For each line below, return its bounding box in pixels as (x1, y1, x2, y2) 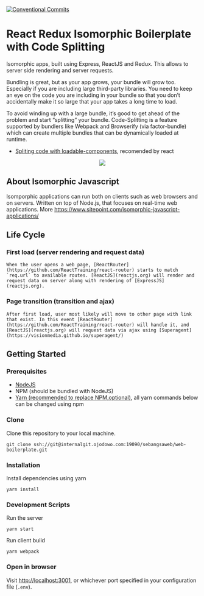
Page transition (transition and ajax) (6, 297, 114, 306)
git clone (6, 441, 32, 447)
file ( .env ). (6, 583, 32, 591)
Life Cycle (6, 230, 46, 240)
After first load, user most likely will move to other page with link (6, 311, 192, 317)
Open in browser (6, 562, 57, 571)
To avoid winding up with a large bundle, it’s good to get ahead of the (6, 110, 180, 117)
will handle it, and (136, 322, 189, 328)
